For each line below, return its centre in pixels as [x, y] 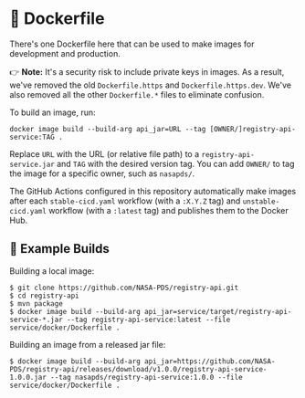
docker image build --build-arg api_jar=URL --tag [108, 129]
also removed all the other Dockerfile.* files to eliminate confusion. [137, 94]
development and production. [65, 53]
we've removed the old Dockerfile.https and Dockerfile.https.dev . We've [151, 85]
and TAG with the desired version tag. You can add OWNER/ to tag [175, 163]
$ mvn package [37, 304]
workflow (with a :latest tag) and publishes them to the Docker [169, 210]
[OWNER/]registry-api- [253, 129]
